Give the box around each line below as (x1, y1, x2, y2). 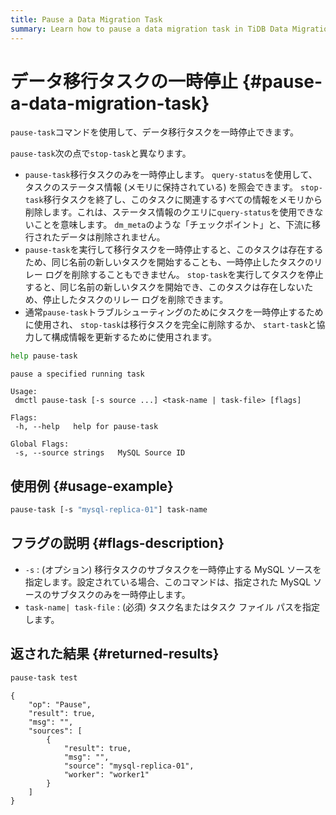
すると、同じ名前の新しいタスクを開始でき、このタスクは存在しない (24, 281, 305, 293)
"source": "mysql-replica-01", (63, 761, 195, 771)
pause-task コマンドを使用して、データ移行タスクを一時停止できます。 (10, 126, 300, 138)
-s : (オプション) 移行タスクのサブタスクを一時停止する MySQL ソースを (24, 563, 322, 575)
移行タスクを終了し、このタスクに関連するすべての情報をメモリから (43, 194, 323, 206)
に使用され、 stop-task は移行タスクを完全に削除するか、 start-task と (24, 319, 317, 331)
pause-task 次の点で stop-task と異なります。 (10, 147, 192, 160)
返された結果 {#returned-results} (10, 646, 220, 663)
